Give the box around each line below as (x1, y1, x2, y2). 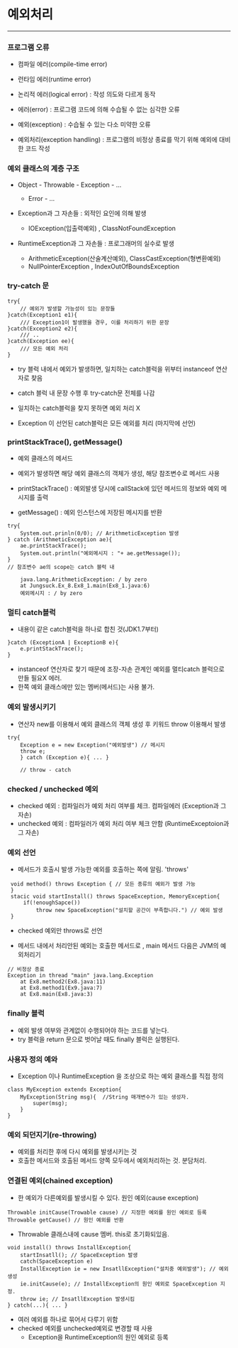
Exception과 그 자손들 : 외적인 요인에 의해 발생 (17, 209, 147, 217)
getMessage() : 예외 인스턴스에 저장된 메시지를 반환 (17, 509, 163, 517)
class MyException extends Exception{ (7, 1086, 122, 1093)
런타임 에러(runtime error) (17, 75, 91, 84)
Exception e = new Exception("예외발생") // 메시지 (20, 741, 165, 749)
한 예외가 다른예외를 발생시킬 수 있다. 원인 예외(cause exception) (17, 1193, 199, 1202)
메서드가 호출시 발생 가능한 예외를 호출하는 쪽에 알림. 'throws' (17, 865, 189, 874)
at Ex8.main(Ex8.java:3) (20, 991, 93, 998)
